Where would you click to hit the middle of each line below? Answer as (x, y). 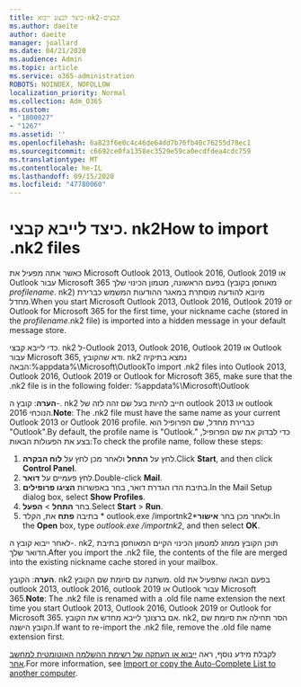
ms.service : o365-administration (72, 76)
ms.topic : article (44, 68)
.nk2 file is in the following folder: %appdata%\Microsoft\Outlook (129, 386)
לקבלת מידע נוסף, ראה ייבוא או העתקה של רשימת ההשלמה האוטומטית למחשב (143, 654)
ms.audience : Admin (46, 59)
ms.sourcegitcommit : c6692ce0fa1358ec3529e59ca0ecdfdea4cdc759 (130, 151)
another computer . (44, 674)
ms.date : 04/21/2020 (48, 51)
